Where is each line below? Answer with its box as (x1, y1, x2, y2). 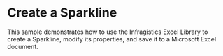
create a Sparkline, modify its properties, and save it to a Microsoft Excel (7, 35, 217, 43)
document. (7, 42, 38, 50)
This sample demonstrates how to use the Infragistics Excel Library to (7, 28, 208, 36)
